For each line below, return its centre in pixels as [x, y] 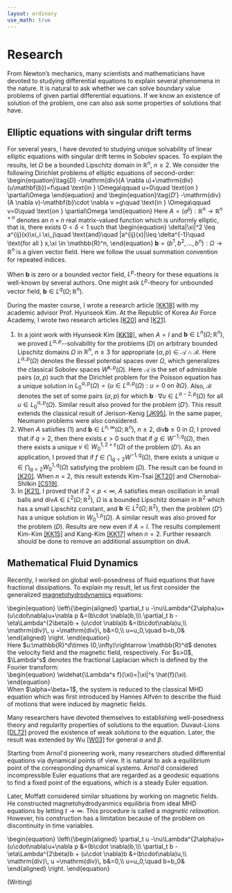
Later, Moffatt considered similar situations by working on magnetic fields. [113, 796]
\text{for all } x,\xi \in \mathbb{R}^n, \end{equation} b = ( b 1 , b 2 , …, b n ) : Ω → [115, 242]
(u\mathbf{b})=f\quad [38, 187]
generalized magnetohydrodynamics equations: [75, 594]
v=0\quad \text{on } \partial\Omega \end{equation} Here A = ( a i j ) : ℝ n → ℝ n [115, 210]
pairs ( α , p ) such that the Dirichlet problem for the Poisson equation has [119, 377]
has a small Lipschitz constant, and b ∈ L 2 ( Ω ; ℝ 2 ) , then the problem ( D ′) [120, 508]
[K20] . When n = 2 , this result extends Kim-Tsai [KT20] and [102, 476]
